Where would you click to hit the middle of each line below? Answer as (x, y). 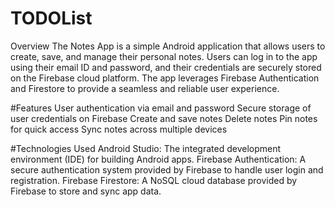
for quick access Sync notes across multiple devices (119, 129)
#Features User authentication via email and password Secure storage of (161, 108)
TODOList (51, 18)
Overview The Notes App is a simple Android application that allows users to (168, 46)
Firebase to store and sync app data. (86, 191)
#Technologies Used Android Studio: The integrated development (146, 148)
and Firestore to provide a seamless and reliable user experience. (145, 88)
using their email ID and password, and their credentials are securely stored (166, 67)
